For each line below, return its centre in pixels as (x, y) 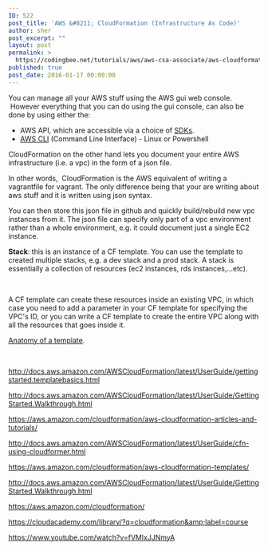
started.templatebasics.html (54, 379)
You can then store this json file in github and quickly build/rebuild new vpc (132, 210)
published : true (35, 68)
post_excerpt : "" (37, 38)
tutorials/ (23, 427)
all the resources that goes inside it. (67, 325)
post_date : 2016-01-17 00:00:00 (62, 75)
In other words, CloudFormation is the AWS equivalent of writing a (118, 178)
